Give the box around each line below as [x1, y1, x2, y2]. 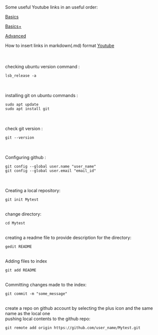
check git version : [5, 126, 43, 131]
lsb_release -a [5, 73, 37, 78]
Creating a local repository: [5, 188, 61, 193]
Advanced [5, 33, 26, 39]
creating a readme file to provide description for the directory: [5, 235, 132, 240]
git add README [5, 268, 37, 273]
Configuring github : [5, 155, 46, 160]
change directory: [5, 211, 42, 217]
